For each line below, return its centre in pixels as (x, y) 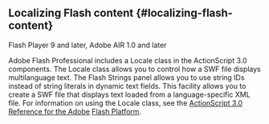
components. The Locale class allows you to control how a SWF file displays (134, 69)
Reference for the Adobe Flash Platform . (75, 111)
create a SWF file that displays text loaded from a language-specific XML (129, 94)
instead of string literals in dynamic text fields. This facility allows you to (127, 86)
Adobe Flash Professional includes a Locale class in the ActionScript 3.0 (128, 60)
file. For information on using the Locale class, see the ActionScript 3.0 (126, 102)
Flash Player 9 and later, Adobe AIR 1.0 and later (88, 45)
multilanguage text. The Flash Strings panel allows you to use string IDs (126, 77)
